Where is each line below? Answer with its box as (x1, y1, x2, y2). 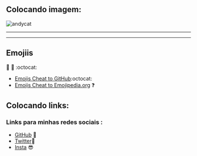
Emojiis (6, 48, 33, 58)
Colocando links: (6, 100, 69, 110)
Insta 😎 (14, 144, 34, 151)
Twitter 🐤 (14, 137, 35, 145)
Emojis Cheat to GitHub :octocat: (14, 75, 93, 82)
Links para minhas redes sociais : (6, 118, 103, 126)
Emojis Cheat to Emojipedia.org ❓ (14, 81, 95, 88)
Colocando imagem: (6, 5, 81, 15)
